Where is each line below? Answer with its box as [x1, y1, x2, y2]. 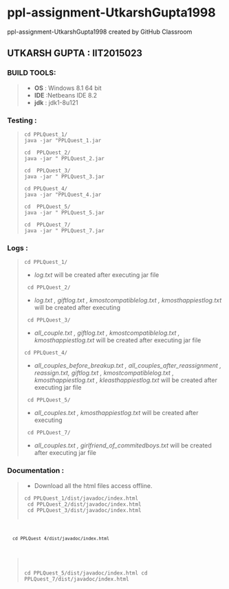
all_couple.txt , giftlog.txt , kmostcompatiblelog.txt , [34, 329, 180, 337]
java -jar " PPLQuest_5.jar [23, 209, 105, 216]
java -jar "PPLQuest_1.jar [23, 137, 102, 144]
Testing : [7, 115, 37, 125]
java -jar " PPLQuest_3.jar [23, 173, 105, 180]
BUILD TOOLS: [7, 68, 56, 78]
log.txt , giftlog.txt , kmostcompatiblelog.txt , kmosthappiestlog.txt [34, 296, 222, 304]
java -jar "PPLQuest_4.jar [23, 191, 102, 198]
